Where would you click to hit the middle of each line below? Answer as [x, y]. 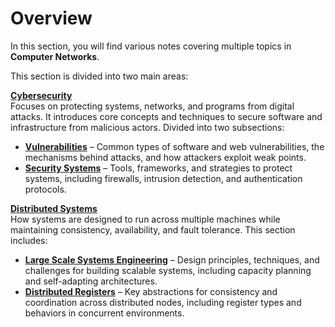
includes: [29, 240]
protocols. [45, 189]
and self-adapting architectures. [91, 281]
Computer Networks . [55, 56]
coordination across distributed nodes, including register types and [163, 302]
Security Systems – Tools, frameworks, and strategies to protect [158, 168]
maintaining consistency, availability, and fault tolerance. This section [153, 229]
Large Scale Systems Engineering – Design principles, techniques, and [172, 259]
